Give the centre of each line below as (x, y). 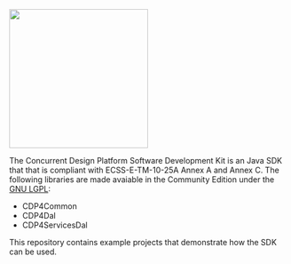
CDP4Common (49, 206)
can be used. (33, 252)
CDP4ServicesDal (55, 225)
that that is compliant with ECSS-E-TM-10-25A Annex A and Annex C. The (144, 170)
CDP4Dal (39, 216)
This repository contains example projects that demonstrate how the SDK (143, 242)
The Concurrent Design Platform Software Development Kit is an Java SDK (145, 160)
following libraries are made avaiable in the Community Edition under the (142, 180)
